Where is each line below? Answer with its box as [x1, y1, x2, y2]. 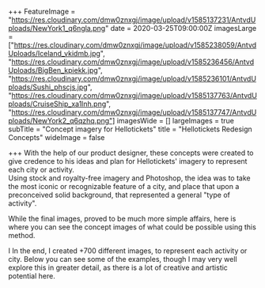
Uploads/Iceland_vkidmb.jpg [8, 49, 101, 58]
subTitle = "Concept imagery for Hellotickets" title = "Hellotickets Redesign [8, 124, 253, 134]
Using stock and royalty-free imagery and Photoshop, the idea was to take [8, 173, 251, 183]
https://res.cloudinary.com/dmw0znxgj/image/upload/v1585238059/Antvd [13, 40, 257, 50]
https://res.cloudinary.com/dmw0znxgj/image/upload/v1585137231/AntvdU [11, 15, 256, 25]
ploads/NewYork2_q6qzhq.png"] [8, 116, 115, 125]
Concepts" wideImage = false [8, 133, 105, 142]
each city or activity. [8, 165, 75, 174]
